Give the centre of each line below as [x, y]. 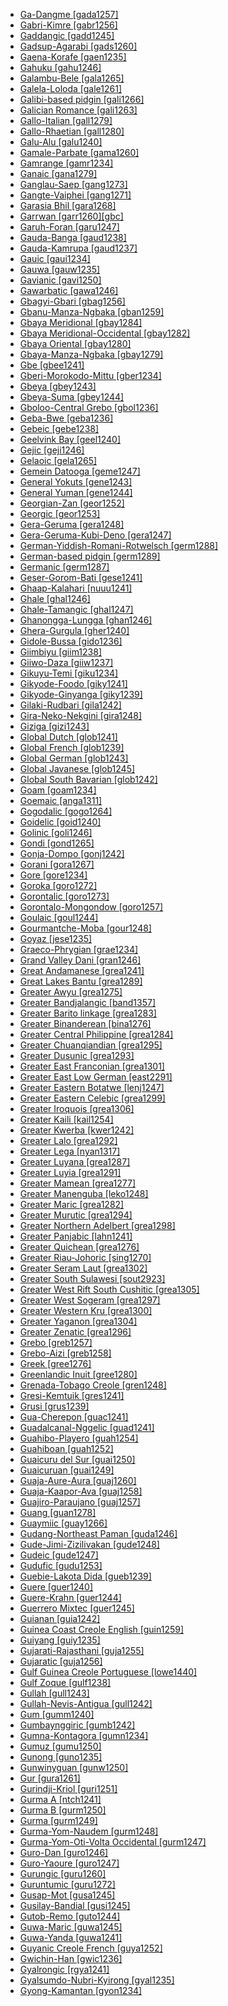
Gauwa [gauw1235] [60, 269]
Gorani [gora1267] [57, 864]
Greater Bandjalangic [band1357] [88, 1002]
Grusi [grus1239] [54, 1406]
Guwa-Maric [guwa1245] [71, 1927]
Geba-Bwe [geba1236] [66, 418]
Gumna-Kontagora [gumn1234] [84, 1735]
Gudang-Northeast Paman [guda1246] [98, 1533]
